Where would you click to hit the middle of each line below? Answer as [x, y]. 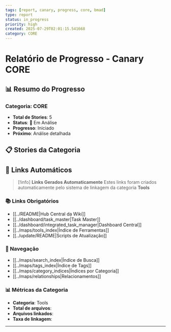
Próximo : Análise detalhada [42, 133]
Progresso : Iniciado [33, 128]
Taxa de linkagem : [32, 319]
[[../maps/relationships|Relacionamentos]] [57, 276]
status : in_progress [27, 19]
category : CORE [21, 34]
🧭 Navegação [22, 249]
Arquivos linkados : [33, 313]
